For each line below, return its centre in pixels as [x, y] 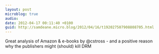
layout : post [18, 9]
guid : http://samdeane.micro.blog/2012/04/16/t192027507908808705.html [79, 27]
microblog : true [22, 14]
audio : [12, 18]
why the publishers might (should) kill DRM [48, 46]
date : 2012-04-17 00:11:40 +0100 [39, 23]
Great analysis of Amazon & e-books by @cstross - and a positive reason [79, 41]
